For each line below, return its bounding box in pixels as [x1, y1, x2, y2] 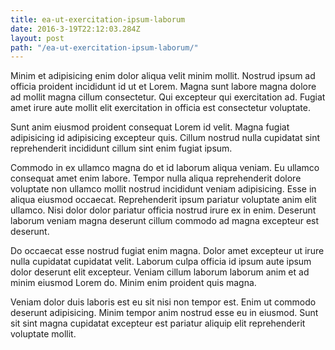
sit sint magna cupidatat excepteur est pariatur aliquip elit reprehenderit [10, 317, 306, 330]
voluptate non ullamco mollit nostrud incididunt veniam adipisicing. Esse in [10, 183, 317, 195]
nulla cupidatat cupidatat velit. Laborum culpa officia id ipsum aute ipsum [10, 256, 312, 268]
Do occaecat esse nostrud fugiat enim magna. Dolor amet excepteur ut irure [10, 245, 325, 257]
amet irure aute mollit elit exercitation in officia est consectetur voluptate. [10, 102, 311, 114]
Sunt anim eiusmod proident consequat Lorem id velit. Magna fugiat [10, 121, 290, 133]
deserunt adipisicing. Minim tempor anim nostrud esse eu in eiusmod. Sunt [10, 307, 319, 319]
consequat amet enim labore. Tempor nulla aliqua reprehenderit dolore [10, 172, 302, 185]
